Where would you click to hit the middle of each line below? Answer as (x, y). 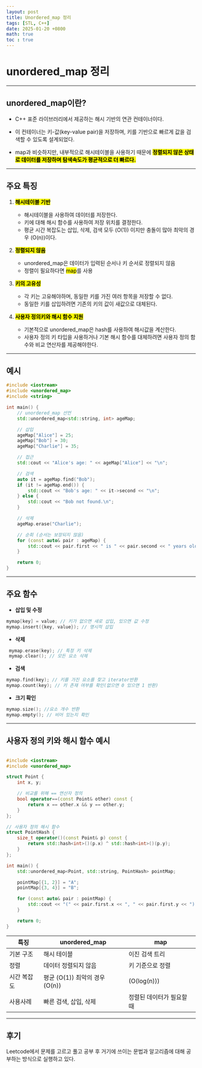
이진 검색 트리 (147, 954)
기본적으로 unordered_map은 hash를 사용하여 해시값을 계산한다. (100, 329)
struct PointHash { (31, 833)
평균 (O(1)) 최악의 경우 (74, 977)
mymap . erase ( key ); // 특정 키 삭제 (50, 651)
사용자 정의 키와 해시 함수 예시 (58, 741)
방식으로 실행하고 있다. (49, 1059)
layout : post (23, 12)
